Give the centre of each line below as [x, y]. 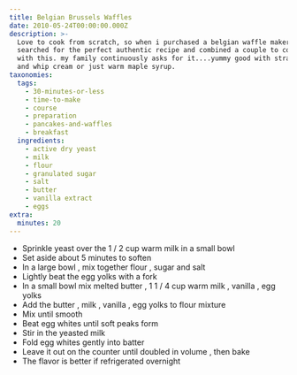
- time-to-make [53, 99]
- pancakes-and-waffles [69, 125]
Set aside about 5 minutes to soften [87, 257]
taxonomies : [31, 75]
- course [41, 108]
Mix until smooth [52, 314]
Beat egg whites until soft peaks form [90, 323]
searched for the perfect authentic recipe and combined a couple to [148, 50]
